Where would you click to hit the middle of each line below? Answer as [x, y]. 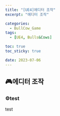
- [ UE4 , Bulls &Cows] [31, 37]
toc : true [15, 46]
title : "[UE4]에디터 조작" [30, 10]
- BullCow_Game [25, 28]
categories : [17, 23]
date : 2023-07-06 [23, 60]
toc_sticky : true [23, 51]
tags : [11, 33]
